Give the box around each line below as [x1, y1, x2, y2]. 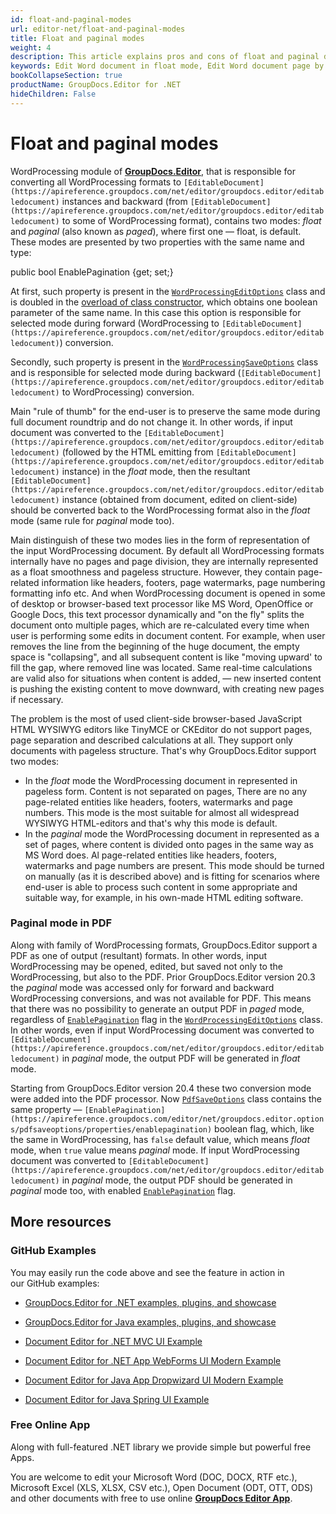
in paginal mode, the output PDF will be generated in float [61, 1052, 301, 1064]
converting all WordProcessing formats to [10, 176, 182, 188]
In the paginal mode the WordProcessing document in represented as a [24, 827, 320, 840]
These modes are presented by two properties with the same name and [10, 236, 305, 248]
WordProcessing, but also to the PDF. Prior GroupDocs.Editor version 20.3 [10, 971, 316, 983]
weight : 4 [10, 42, 52, 53]
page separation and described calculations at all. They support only [10, 734, 293, 746]
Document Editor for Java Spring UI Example [24, 1393, 210, 1405]
